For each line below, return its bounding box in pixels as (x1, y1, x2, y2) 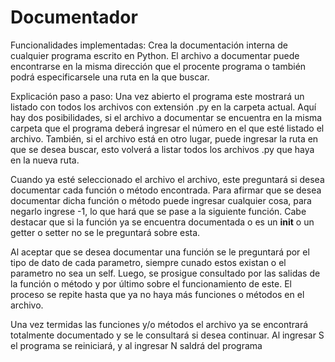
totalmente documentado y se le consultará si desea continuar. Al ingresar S (10, 329, 325, 341)
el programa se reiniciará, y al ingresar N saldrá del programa (10, 339, 263, 351)
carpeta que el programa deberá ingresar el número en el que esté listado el (10, 122, 325, 134)
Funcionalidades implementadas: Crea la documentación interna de (10, 39, 288, 51)
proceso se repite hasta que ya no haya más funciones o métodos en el (10, 288, 305, 300)
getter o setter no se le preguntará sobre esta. (10, 226, 201, 238)
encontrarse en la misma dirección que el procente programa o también (10, 60, 307, 72)
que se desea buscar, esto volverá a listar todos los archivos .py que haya (10, 143, 315, 155)
